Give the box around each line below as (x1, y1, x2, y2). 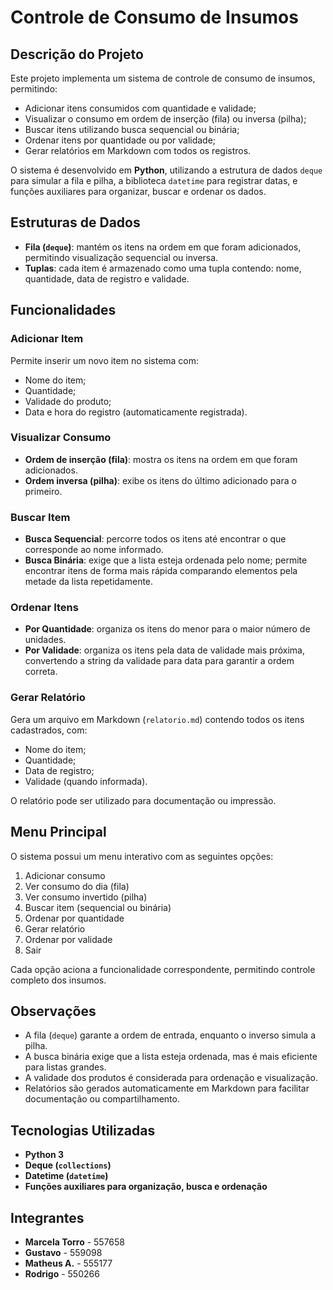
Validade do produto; (24, 395, 112, 407)
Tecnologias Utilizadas (10, 1122, 156, 1139)
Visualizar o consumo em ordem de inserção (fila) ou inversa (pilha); (24, 113, 307, 125)
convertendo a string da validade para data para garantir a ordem (24, 655, 295, 667)
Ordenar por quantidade (24, 912, 125, 924)
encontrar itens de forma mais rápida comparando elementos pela (24, 565, 298, 577)
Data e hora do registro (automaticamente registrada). (24, 406, 248, 418)
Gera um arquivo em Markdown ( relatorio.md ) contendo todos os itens (10, 713, 305, 725)
